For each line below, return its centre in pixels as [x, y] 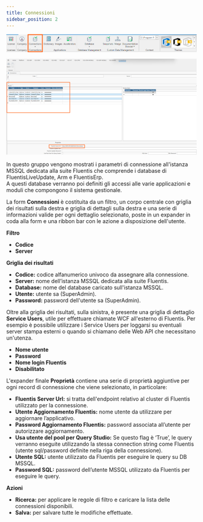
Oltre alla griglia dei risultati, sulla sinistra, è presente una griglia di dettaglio [100, 312]
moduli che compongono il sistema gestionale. [64, 190]
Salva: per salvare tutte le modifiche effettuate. [74, 512]
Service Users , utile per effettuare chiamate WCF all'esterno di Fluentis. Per [101, 318]
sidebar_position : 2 [32, 19]
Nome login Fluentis [41, 362]
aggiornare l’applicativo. [45, 418]
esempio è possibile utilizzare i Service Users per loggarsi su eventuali [94, 325]
